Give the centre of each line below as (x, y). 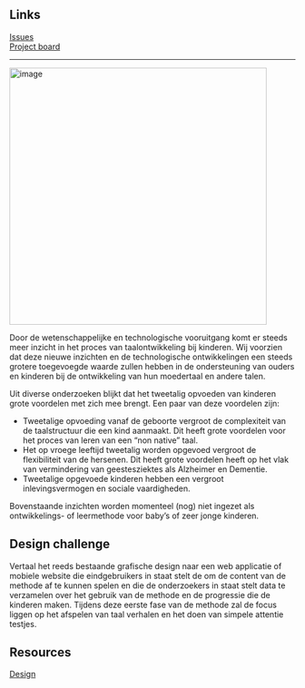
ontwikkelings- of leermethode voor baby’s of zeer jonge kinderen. (134, 516)
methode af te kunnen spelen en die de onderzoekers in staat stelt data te (148, 585)
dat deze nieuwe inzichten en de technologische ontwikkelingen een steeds (151, 357)
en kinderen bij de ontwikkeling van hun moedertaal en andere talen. (138, 376)
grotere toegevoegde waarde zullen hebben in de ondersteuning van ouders (152, 366)
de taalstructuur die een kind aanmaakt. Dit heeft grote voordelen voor (154, 430)
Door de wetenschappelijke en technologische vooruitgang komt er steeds (148, 337)
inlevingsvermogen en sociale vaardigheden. (106, 488)
